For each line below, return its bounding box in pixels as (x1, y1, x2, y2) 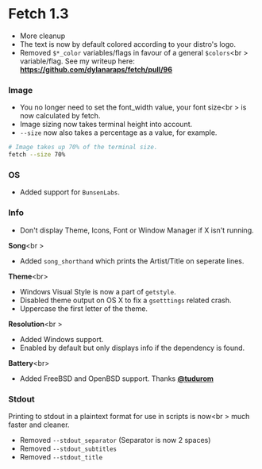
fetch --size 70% (8, 151, 66, 159)
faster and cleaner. (8, 420, 70, 429)
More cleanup (19, 31, 66, 40)
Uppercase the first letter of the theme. (19, 303, 148, 313)
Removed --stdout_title (19, 452, 103, 461)
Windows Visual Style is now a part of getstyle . (19, 286, 176, 296)
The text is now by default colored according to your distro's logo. (19, 39, 237, 48)
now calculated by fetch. (19, 111, 101, 121)
